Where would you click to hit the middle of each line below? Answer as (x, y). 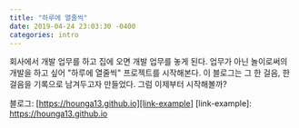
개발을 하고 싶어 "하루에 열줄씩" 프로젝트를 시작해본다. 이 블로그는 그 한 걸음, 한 (150, 73)
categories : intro (44, 34)
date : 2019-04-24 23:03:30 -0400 (73, 26)
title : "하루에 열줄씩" (49, 18)
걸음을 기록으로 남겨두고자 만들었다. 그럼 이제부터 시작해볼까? (118, 84)
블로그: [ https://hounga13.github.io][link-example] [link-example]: (130, 103)
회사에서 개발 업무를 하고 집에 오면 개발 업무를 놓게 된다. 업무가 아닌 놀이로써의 (149, 62)
